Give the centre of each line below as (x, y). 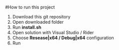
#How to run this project (30, 7)
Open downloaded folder (38, 22)
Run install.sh (27, 27)
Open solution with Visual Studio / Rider (53, 32)
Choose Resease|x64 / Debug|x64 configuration (63, 38)
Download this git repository (41, 17)
